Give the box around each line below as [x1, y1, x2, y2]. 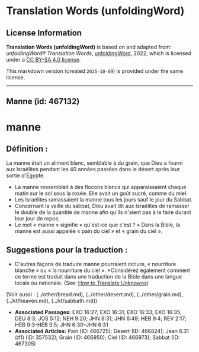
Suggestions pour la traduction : [6, 245, 128, 255]
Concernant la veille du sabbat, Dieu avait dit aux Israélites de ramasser [14, 203, 190, 210]
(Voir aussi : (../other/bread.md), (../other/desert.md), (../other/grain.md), [6, 291, 184, 298]
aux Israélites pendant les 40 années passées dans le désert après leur [6, 166, 180, 173]
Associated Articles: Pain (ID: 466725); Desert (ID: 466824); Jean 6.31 [14, 328, 189, 335]
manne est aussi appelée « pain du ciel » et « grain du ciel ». [14, 228, 163, 235]
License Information [6, 28, 82, 38]
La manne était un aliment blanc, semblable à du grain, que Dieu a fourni [6, 159, 183, 167]
